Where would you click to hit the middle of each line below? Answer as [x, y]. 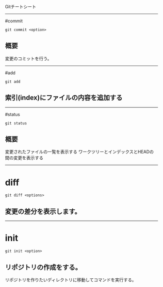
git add [13, 82]
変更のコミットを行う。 [28, 58]
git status [16, 123]
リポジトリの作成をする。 [43, 267]
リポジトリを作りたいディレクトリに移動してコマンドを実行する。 [71, 280]
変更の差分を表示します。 [43, 211]
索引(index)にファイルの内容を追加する [64, 98]
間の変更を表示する [24, 158]
